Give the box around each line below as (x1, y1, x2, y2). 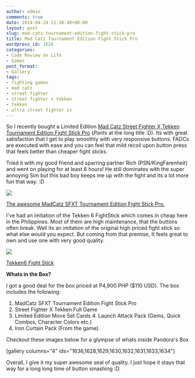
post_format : (6, 63, 38, 69)
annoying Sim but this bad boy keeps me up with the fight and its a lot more (6, 172, 189, 179)
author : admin (6, 8, 41, 15)
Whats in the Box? (6, 271, 52, 278)
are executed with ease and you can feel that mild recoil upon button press (6, 142, 187, 149)
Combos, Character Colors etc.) (14, 319, 92, 326)
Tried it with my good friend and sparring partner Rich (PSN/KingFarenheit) (6, 159, 188, 166)
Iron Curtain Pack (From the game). (14, 325, 100, 332)
